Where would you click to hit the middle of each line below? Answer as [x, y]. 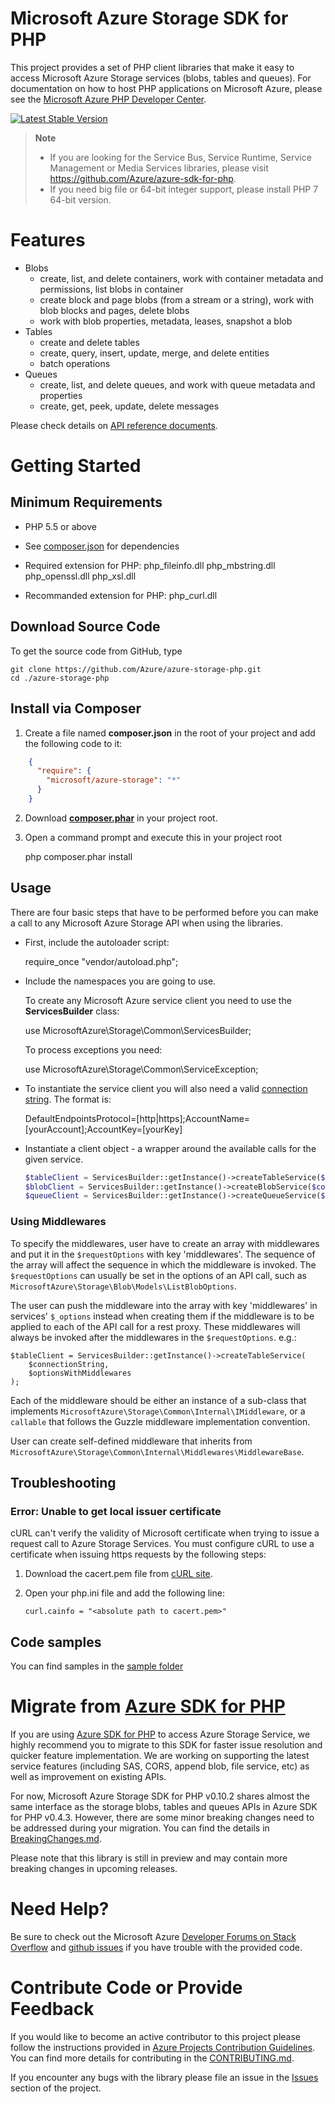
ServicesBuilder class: [72, 1011]
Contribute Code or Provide [126, 1988]
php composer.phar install [78, 856]
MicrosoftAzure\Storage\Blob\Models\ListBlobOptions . [123, 1286]
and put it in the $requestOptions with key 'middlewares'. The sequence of [163, 1254]
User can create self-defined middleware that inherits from [131, 1441]
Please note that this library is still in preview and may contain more [149, 1858]
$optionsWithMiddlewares [80, 1373]
